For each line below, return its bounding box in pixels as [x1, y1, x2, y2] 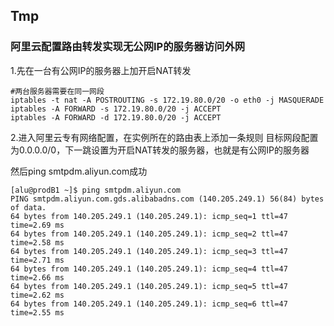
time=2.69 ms [10, 220, 65, 230]
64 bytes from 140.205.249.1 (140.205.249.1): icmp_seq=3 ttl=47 [10, 246, 288, 256]
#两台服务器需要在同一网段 [10, 86, 105, 96]
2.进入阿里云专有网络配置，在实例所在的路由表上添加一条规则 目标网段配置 [10, 131, 319, 143]
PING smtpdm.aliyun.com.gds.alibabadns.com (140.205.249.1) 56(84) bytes [10, 194, 325, 204]
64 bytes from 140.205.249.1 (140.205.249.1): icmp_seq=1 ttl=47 [10, 211, 288, 221]
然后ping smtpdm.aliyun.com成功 [10, 165, 148, 177]
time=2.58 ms [10, 237, 65, 248]
